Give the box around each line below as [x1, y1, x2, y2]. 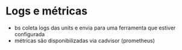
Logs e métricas [5, 4, 88, 18]
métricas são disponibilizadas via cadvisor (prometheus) [14, 37, 155, 44]
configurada [14, 30, 45, 37]
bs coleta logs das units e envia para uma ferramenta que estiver [14, 24, 176, 31]
